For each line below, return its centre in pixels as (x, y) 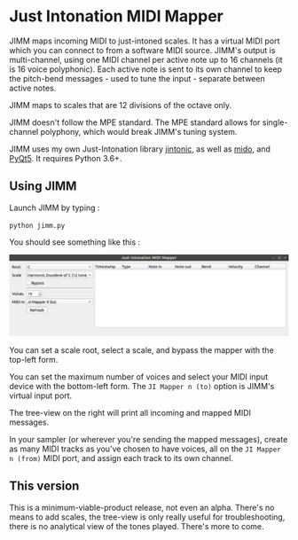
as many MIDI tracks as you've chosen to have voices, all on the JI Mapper (145, 449)
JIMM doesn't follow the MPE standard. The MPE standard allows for (135, 122)
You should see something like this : (75, 242)
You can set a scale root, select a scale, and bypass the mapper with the (142, 350)
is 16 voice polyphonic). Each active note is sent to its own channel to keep (145, 69)
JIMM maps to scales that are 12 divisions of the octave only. (121, 105)
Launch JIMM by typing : (55, 207)
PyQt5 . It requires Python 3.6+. (66, 158)
